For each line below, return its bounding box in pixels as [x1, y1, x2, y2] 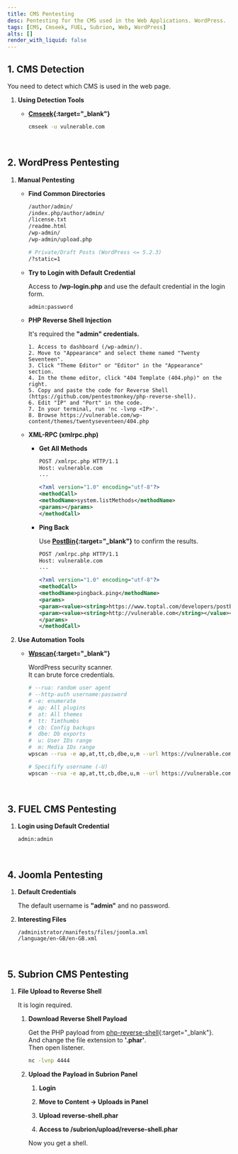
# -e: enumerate [28, 697, 76, 704]
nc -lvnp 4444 [28, 1057, 70, 1065]
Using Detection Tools [17, 95, 85, 104]
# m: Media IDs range [28, 744, 96, 751]
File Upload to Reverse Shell [17, 987, 102, 996]
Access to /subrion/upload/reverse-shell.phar [38, 1125, 178, 1133]
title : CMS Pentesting [7, 10, 74, 18]
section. [28, 368, 55, 375]
